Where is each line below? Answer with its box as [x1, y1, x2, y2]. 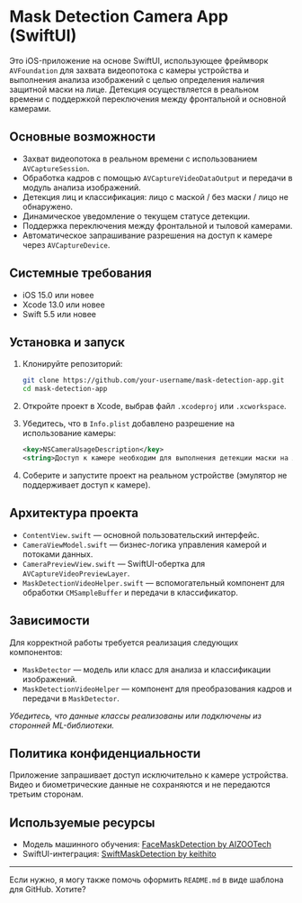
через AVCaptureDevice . [22, 239, 111, 250]
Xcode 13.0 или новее [22, 299, 105, 310]
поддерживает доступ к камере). [22, 479, 151, 490]
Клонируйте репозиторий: [22, 359, 123, 369]
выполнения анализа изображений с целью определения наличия [9, 74, 265, 85]
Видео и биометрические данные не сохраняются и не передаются [9, 780, 271, 790]
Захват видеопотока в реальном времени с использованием [22, 153, 258, 164]
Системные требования [9, 266, 153, 281]
